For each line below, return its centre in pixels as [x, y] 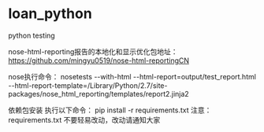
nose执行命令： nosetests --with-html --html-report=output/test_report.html [132, 76]
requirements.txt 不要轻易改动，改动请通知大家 [84, 119]
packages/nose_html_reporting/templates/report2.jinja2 [99, 93]
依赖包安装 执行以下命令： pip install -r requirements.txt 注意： [110, 110]
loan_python [50, 14]
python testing [32, 35]
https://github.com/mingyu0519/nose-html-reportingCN [99, 60]
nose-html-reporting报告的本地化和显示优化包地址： [93, 51]
